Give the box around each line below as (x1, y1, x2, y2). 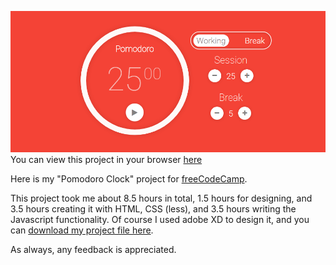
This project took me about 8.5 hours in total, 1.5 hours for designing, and (10, 192, 313, 204)
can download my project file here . (10, 224, 154, 236)
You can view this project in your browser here (10, 153, 203, 165)
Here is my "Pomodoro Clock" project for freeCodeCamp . (10, 172, 248, 185)
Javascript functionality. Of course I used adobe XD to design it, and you (10, 213, 310, 225)
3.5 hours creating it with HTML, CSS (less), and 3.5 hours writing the (10, 202, 297, 215)
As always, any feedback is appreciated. (10, 243, 177, 255)
